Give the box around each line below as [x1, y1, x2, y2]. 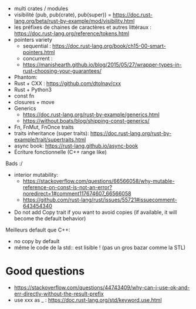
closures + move [13, 99, 55, 105]
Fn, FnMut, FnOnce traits [13, 123, 74, 130]
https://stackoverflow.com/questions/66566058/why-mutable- [22, 177, 175, 184]
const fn [13, 92, 35, 99]
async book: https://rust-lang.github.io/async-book [13, 142, 138, 149]
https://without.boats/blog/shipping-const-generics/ [22, 117, 150, 124]
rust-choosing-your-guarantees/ [22, 68, 102, 74]
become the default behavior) [13, 215, 86, 222]
